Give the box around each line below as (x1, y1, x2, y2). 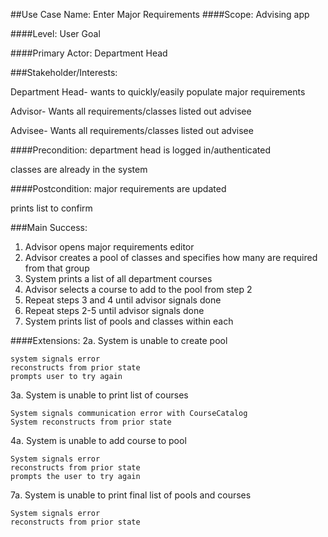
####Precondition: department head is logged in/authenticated (10, 144, 272, 156)
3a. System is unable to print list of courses (10, 389, 189, 401)
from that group (24, 262, 90, 274)
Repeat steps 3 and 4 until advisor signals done (24, 294, 222, 306)
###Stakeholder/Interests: (10, 67, 118, 78)
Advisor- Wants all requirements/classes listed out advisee (10, 105, 252, 117)
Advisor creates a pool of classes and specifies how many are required (24, 252, 318, 263)
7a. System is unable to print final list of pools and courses (10, 489, 252, 501)
